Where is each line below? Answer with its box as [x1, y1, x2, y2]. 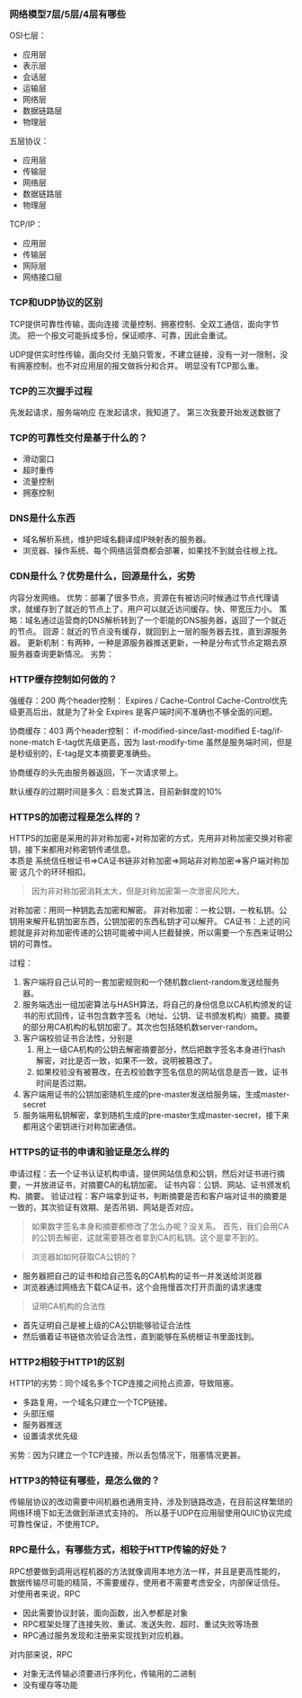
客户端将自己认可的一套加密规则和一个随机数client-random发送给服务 [22, 977, 280, 988]
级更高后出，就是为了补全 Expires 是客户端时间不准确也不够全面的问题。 [9, 707, 278, 717]
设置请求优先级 [22, 1430, 78, 1441]
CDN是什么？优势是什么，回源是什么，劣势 [9, 570, 196, 582]
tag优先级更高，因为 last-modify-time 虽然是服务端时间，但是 [65, 737, 293, 748]
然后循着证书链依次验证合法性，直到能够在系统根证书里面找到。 [22, 1330, 259, 1341]
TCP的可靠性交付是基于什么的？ [9, 431, 148, 444]
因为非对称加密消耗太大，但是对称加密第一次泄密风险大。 [31, 885, 244, 896]
